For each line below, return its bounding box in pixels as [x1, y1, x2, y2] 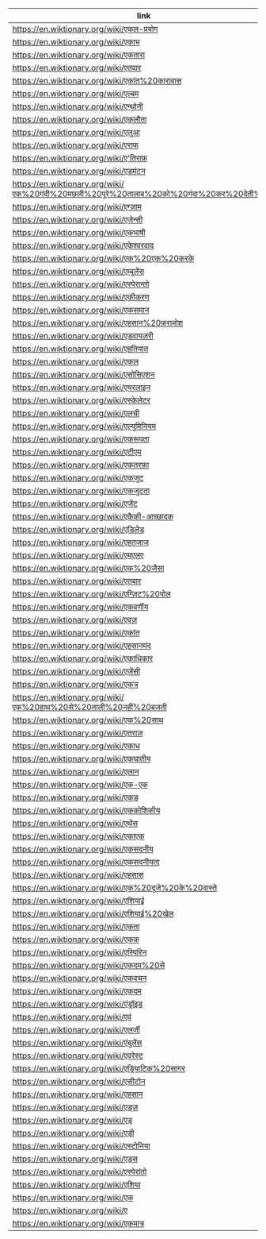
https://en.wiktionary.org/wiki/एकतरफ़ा [12, 460, 150, 470]
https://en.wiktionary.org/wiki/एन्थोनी [12, 101, 144, 112]
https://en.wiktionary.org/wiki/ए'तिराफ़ [12, 152, 148, 164]
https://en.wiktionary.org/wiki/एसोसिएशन [12, 369, 155, 380]
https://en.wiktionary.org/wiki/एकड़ [12, 792, 139, 803]
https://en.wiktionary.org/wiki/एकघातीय [12, 754, 151, 764]
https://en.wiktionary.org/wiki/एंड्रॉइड [12, 998, 143, 1009]
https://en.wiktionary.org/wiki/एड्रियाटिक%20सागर [12, 1063, 186, 1074]
